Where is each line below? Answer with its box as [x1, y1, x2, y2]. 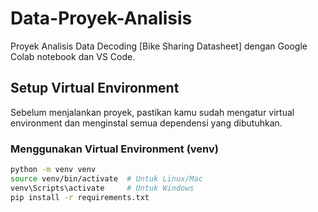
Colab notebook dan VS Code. [10, 50, 136, 62]
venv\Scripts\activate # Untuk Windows [10, 183, 195, 193]
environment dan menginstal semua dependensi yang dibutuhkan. [10, 117, 283, 129]
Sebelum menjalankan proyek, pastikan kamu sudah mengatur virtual [10, 106, 295, 118]
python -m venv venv [10, 165, 97, 175]
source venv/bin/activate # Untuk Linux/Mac [10, 173, 203, 184]
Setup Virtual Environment [10, 80, 180, 97]
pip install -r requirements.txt [10, 192, 150, 202]
